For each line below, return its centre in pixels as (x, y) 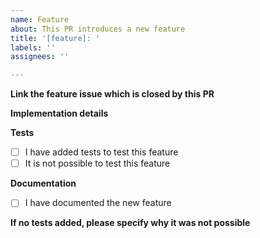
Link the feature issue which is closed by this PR (112, 94)
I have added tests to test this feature (101, 152)
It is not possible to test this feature (97, 163)
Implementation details (59, 113)
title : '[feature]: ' (55, 38)
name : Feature (40, 19)
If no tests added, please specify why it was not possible (130, 223)
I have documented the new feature (98, 203)
